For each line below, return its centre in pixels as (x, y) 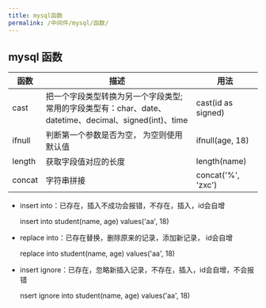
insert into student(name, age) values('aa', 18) (94, 222)
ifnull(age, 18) (222, 141)
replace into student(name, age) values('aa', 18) (97, 253)
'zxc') (207, 185)
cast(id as (215, 103)
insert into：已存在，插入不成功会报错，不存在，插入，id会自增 (122, 206)
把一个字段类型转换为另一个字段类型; (114, 97)
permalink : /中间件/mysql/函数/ (59, 23)
